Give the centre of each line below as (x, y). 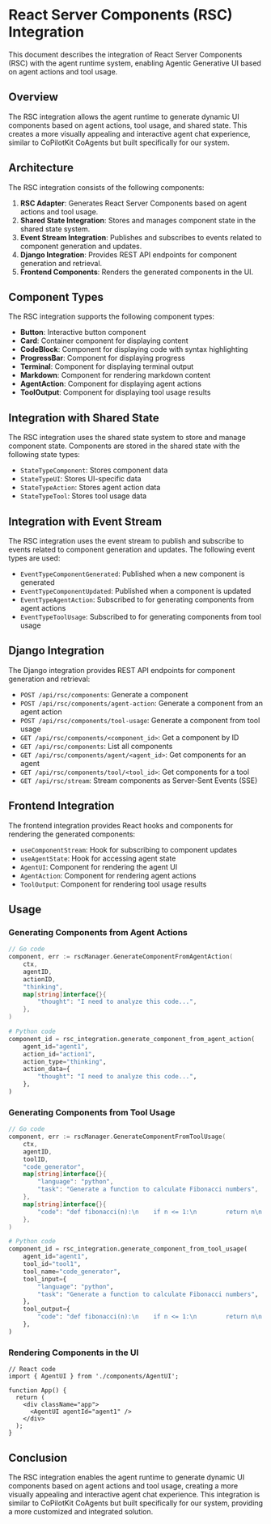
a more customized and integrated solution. (81, 1511)
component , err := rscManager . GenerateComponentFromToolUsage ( (117, 1137)
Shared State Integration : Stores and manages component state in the (138, 220)
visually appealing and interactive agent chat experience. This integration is (134, 1494)
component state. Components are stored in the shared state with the (124, 446)
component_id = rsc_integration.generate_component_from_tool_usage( (128, 1249)
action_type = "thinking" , (65, 1061)
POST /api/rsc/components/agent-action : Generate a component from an (141, 703)
